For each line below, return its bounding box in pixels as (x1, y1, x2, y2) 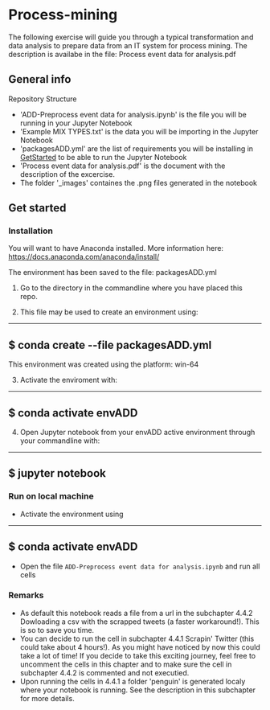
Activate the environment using (19, 509, 124, 519)
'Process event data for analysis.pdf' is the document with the (19, 161, 226, 170)
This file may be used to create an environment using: (19, 307, 198, 317)
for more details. (19, 693, 75, 703)
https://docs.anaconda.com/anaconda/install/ (8, 252, 160, 262)
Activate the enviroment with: (19, 376, 118, 385)
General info (8, 72, 72, 86)
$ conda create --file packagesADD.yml (8, 338, 212, 351)
